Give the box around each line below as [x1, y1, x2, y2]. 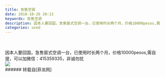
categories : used [5, 25, 41, 30]
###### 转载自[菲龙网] [5, 67, 52, 73]
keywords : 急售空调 [5, 16, 42, 21]
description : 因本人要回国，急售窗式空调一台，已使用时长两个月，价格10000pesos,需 [5, 20, 161, 26]
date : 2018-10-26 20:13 [5, 12, 54, 17]
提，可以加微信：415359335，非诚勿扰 [5, 56, 84, 61]
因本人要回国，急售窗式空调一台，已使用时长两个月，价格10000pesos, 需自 [5, 50, 156, 56]
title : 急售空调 [5, 7, 35, 12]
